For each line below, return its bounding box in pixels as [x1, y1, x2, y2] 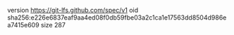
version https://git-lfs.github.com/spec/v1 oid [7, 6, 139, 14]
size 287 [41, 21, 66, 29]
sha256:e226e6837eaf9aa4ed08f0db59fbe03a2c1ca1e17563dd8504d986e [7, 13, 227, 22]
